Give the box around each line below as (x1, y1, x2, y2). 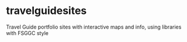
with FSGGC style (6, 29, 49, 36)
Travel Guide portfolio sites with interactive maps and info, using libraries (6, 23, 182, 30)
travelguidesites (6, 4, 87, 17)
